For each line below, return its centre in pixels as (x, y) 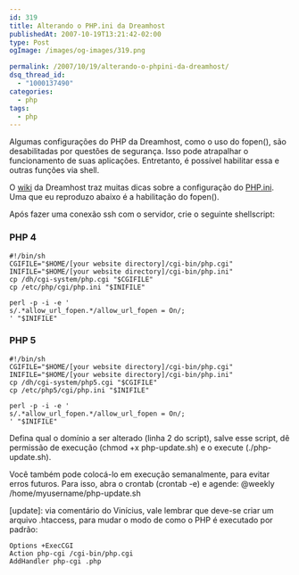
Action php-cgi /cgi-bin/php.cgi (71, 554)
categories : (31, 91)
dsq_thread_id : (37, 75)
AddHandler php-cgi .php (55, 561)
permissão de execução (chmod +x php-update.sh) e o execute (126, 448)
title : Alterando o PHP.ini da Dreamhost (87, 26)
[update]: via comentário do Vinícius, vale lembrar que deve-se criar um (141, 510)
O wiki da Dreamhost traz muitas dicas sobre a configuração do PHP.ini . (142, 187)
